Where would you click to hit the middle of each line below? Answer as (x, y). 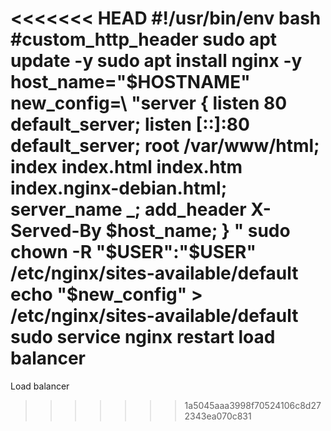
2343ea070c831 (218, 416)
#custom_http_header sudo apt (144, 39)
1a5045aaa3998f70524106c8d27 (253, 405)
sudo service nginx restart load (143, 337)
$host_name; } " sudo (198, 231)
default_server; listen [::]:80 (130, 124)
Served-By (56, 231)
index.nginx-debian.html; (119, 188)
